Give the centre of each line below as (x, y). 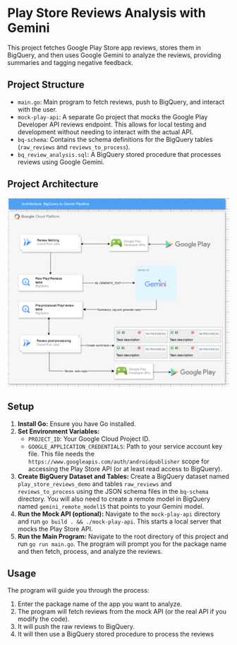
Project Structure (46, 85)
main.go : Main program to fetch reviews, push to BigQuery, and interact (121, 102)
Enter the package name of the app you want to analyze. (100, 604)
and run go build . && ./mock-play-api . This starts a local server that (120, 521)
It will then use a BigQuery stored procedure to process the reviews (115, 634)
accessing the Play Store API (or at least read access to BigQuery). (125, 468)
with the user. (37, 109)
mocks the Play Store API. (55, 528)
